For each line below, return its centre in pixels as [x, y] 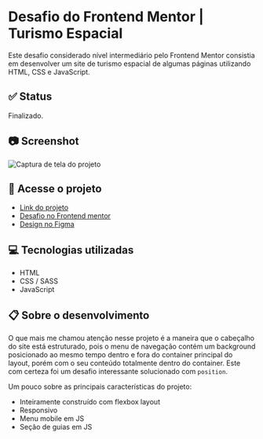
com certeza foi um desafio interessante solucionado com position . [118, 371]
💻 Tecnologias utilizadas [71, 250]
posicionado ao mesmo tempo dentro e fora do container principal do [121, 355]
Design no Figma [47, 225]
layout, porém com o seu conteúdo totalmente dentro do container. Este [124, 363]
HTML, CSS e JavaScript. [49, 71]
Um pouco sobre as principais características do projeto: [100, 386]
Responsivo [38, 410]
